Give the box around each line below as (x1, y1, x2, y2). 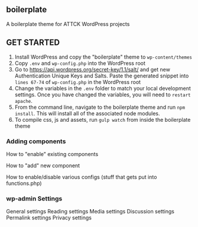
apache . (14, 97, 33, 104)
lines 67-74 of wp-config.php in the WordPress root (14, 78, 141, 85)
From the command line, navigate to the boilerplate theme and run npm (14, 103, 185, 111)
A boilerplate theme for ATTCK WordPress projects (6, 20, 130, 27)
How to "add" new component (6, 162, 80, 169)
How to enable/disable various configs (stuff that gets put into (6, 173, 157, 180)
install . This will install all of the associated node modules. (14, 109, 161, 117)
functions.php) (6, 180, 43, 187)
